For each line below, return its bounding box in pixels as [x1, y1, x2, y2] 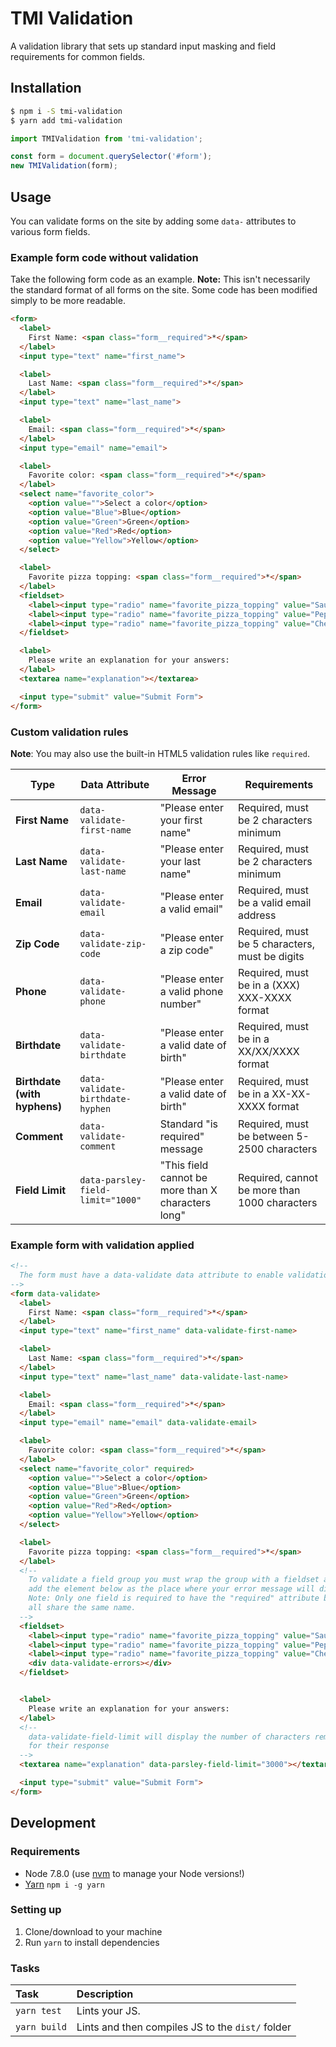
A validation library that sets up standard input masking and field [10, 40, 277, 52]
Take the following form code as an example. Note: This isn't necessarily [10, 273, 311, 286]
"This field [159, 1158, 209, 1172]
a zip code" [159, 943, 214, 957]
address [237, 908, 277, 922]
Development [10, 1815, 97, 1832]
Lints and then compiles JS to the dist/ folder [76, 2020, 292, 2034]
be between [237, 1129, 294, 1143]
